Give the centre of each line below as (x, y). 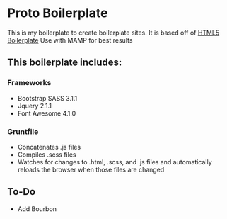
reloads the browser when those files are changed (91, 169)
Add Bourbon (37, 209)
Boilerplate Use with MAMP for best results (70, 40)
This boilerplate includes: (65, 63)
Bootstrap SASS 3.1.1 (47, 98)
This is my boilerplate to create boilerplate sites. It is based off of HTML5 (113, 33)
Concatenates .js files (49, 147)
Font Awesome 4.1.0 (47, 113)
